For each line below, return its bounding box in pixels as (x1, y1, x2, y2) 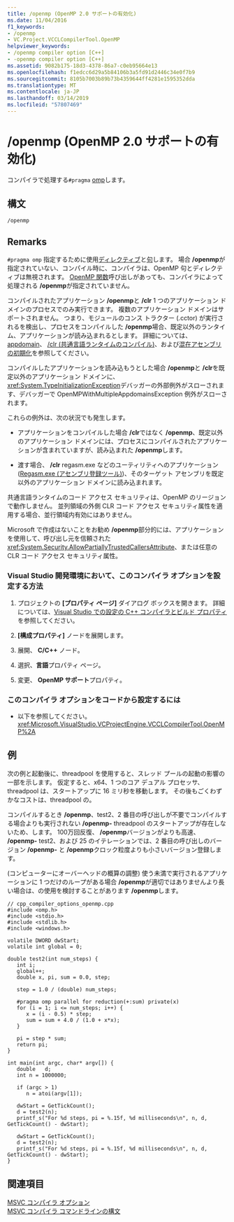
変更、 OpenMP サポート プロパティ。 (17, 676, 126, 684)
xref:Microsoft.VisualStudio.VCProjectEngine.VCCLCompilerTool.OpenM (17, 720, 225, 728)
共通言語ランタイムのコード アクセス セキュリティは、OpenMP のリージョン (7, 493, 227, 502)
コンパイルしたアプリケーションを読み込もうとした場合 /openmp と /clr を (7, 364, 219, 372)
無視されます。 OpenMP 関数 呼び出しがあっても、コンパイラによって (25, 273, 224, 281)
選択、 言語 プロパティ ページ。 (17, 660, 105, 669)
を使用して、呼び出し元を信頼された (7, 534, 111, 543)
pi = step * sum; (16, 1035, 68, 1042)
